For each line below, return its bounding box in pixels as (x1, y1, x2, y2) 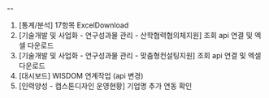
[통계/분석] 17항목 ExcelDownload (18, 20, 129, 30)
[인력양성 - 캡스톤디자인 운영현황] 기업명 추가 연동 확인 (18, 81, 193, 91)
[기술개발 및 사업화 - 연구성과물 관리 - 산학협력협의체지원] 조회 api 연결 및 (18, 31, 253, 40)
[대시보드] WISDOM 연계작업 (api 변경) (18, 71, 144, 80)
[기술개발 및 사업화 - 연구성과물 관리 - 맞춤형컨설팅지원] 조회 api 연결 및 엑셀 (18, 51, 262, 60)
